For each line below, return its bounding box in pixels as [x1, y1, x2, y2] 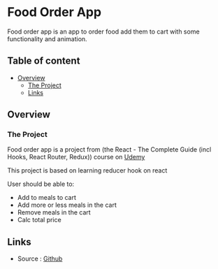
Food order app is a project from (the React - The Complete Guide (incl [7, 145, 212, 154]
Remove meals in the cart [17, 208, 91, 217]
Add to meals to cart [17, 194, 77, 202]
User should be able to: [7, 180, 75, 189]
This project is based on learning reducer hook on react [7, 166, 168, 175]
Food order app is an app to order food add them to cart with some [7, 27, 201, 36]
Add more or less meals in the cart [17, 201, 117, 210]
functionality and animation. [7, 34, 87, 43]
